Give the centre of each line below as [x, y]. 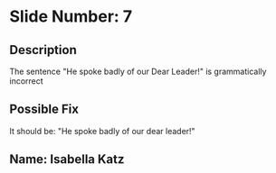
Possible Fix [44, 109]
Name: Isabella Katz [67, 159]
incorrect [26, 81]
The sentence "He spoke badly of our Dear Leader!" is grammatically [138, 71]
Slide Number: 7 [71, 17]
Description [43, 50]
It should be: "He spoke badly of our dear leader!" [103, 131]
